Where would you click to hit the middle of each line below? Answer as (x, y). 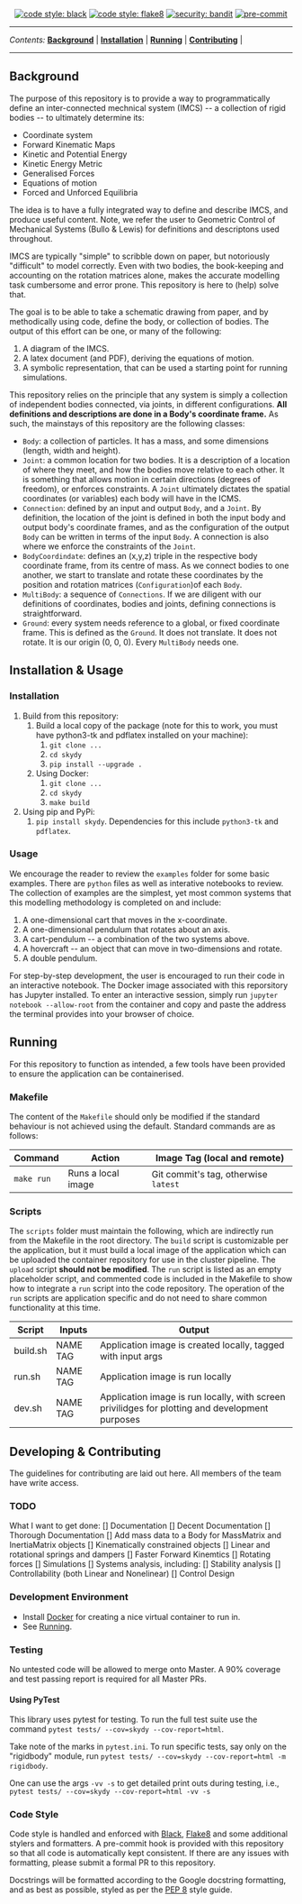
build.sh (31, 1350)
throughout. (31, 238)
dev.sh (28, 1408)
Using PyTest (35, 1699)
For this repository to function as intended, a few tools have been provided (147, 1064)
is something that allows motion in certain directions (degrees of (141, 479)
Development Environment (69, 1597)
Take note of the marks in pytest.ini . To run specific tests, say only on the (148, 1747)
